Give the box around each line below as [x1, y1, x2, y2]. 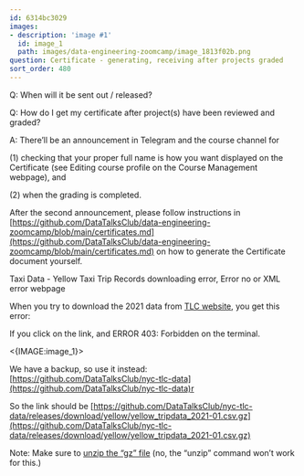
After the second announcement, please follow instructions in [9, 206, 241, 217]
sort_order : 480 [9, 65, 71, 74]
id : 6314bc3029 [9, 13, 68, 23]
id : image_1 [17, 38, 64, 48]
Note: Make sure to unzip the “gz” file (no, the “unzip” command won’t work [9, 447, 295, 458]
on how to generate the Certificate [156, 246, 286, 257]
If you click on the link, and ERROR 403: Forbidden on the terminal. [9, 328, 260, 339]
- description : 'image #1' [9, 30, 112, 39]
